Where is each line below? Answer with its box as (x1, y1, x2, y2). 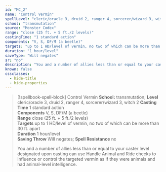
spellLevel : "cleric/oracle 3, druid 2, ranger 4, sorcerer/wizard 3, (5, 16, 154, 21)
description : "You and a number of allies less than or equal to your (5, 62, 154, 67)
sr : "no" (5, 58, 23, 63)
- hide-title (9, 76, 37, 81)
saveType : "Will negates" (5, 53, 58, 58)
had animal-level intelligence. (17, 161, 77, 167)
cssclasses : (5, 71, 30, 76)
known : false (5, 67, 32, 72)
